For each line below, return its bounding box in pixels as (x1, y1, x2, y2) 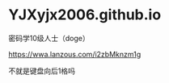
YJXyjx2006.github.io (8, 6, 162, 24)
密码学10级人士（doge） (8, 33, 91, 43)
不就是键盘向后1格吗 (8, 66, 75, 76)
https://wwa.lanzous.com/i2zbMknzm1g (8, 49, 142, 59)
